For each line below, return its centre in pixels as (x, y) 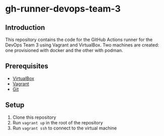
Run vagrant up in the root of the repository (58, 122)
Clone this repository (34, 117)
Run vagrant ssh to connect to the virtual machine (65, 128)
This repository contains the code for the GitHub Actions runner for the (79, 39)
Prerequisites (27, 66)
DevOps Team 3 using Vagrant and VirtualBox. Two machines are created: (82, 45)
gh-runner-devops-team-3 (63, 9)
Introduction (25, 28)
